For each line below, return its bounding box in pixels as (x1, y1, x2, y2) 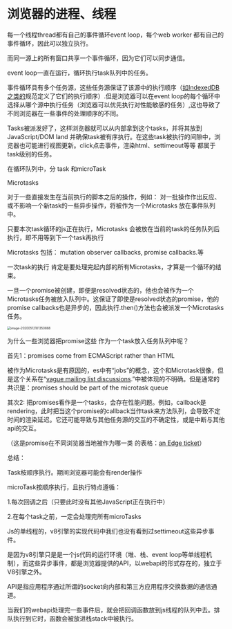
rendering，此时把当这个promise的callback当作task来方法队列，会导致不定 (7, 406, 221, 415)
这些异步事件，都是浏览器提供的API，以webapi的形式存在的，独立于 (28, 558, 222, 567)
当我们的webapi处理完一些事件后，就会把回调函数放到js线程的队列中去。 (7, 605, 214, 614)
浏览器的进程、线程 (7, 6, 117, 22)
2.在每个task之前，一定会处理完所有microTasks (7, 512, 142, 520)
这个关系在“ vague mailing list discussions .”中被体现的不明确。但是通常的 (12, 374, 220, 383)
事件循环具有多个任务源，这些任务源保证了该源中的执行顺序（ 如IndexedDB (7, 83, 220, 91)
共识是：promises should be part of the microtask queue (7, 383, 168, 392)
